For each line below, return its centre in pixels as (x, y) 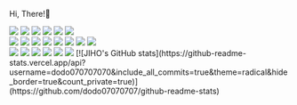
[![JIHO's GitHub (105, 53)
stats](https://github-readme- (192, 53)
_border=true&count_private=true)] (74, 81)
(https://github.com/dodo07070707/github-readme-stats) (114, 91)
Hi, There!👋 (30, 14)
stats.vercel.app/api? (48, 63)
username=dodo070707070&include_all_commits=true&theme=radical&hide (148, 72)
